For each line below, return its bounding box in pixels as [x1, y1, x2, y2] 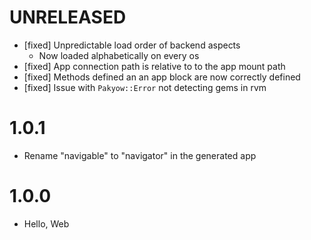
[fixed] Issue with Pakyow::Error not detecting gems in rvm [23, 81, 267, 93]
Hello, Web [23, 217, 70, 230]
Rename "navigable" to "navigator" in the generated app [23, 149, 257, 161]
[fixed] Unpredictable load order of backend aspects [23, 39, 241, 51]
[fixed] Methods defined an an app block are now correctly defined [23, 71, 301, 83]
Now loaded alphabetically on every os [38, 49, 200, 61]
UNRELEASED [9, 6, 127, 29]
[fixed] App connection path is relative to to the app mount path [23, 60, 286, 72]
